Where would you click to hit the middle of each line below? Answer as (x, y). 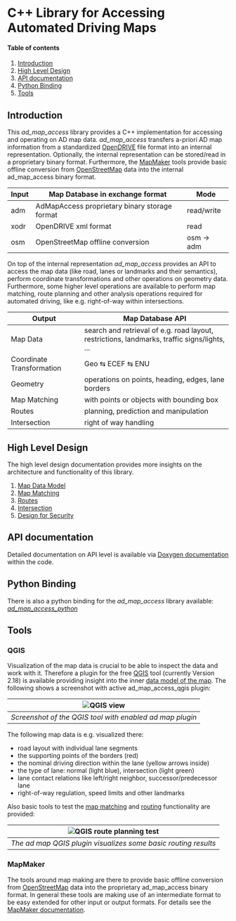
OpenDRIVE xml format (73, 226)
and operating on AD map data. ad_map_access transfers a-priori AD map (115, 140)
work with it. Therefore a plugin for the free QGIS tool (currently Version (111, 673)
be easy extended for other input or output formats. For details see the (110, 902)
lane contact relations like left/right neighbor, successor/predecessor (117, 778)
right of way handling (119, 423)
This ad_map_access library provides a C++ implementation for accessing (115, 132)
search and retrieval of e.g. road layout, (149, 330)
